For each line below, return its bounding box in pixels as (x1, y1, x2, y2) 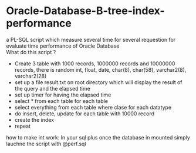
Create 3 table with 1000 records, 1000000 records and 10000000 (14, 60, 175, 67)
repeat (14, 122, 31, 129)
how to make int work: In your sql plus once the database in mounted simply (6, 134, 190, 141)
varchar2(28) (14, 72, 47, 79)
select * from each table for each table (14, 97, 109, 104)
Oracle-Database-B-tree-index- (6, 4, 165, 18)
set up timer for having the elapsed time (14, 91, 111, 98)
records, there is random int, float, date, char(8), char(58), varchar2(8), (14, 66, 187, 73)
